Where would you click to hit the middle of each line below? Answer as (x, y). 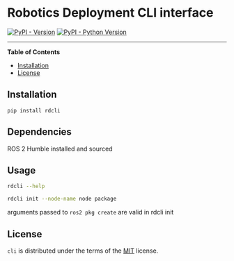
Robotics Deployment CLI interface (110, 13)
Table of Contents (34, 52)
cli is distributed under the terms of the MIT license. (83, 251)
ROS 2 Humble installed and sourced (60, 149)
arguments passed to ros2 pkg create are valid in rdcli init (91, 212)
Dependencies (39, 132)
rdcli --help (26, 186)
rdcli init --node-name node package (62, 199)
